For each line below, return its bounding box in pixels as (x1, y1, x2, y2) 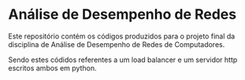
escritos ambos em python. (8, 63, 97, 72)
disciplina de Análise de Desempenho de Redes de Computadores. (8, 39, 225, 49)
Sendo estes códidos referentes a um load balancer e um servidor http (8, 55, 238, 64)
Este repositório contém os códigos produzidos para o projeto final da (8, 31, 236, 41)
